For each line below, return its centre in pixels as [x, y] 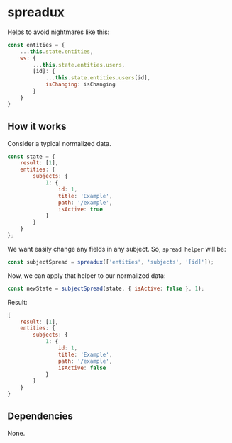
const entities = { [36, 45]
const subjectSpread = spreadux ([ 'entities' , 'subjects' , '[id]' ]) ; [111, 262]
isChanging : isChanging [80, 85]
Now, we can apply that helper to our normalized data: [87, 275]
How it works [37, 127]
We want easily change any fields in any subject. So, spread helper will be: [117, 249]
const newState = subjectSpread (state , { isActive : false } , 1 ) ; [106, 288]
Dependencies [40, 416]
